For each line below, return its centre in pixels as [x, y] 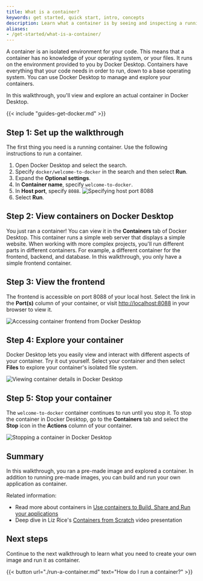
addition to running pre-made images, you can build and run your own [93, 477]
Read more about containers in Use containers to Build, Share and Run [103, 507]
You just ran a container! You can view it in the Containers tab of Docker [97, 231]
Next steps [27, 539]
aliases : [17, 29]
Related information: [31, 495]
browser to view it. [29, 310]
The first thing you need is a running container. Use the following [87, 147]
